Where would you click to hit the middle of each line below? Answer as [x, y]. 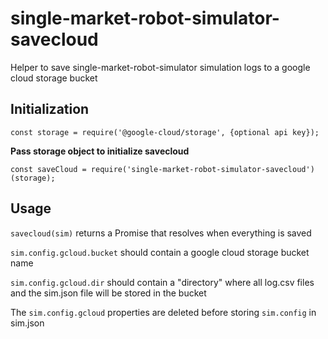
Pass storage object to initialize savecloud [100, 151]
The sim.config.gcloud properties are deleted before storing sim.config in [163, 312]
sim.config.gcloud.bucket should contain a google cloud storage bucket [160, 252]
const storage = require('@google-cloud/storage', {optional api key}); [165, 132]
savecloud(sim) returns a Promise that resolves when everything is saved [161, 233]
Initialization [50, 109]
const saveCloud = [48, 169]
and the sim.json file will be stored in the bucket [108, 293]
